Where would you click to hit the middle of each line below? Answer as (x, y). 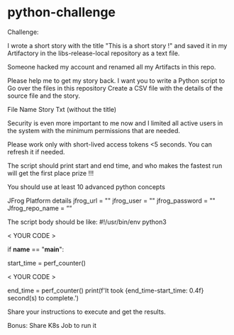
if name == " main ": (36, 249)
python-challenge (61, 12)
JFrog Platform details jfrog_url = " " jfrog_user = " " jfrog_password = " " (112, 200)
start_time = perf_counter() (47, 263)
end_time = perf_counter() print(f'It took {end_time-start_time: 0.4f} (106, 290)
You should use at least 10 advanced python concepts (86, 187)
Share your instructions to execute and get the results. (87, 312)
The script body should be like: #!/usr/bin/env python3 (87, 222)
